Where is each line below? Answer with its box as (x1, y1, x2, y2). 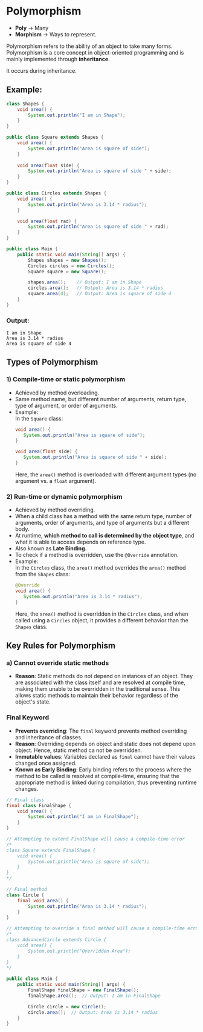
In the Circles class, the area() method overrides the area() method (14, 564, 186, 571)
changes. (14, 785, 39, 792)
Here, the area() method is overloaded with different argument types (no (14, 471, 197, 478)
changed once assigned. (14, 759, 77, 767)
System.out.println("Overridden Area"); (28, 948, 131, 954)
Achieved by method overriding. (14, 506, 95, 513)
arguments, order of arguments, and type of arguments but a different (14, 519, 189, 527)
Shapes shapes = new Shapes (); (28, 257, 107, 263)
